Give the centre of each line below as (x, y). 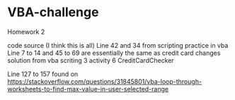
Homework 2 (26, 32)
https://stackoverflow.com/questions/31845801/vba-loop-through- (105, 81)
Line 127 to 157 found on (43, 74)
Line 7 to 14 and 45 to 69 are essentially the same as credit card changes (114, 53)
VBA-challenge (53, 12)
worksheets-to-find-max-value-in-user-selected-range (88, 89)
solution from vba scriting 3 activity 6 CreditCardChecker (91, 60)
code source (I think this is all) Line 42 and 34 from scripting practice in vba (118, 45)
